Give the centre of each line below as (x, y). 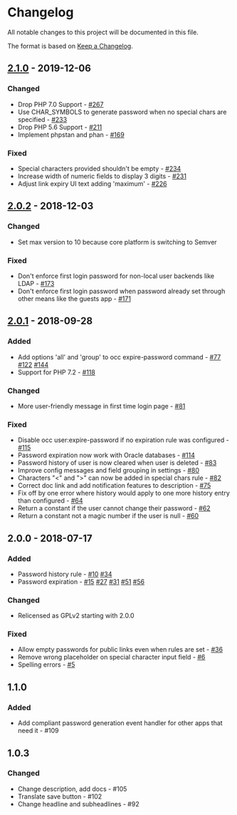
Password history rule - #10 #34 (65, 574)
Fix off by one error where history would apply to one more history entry (123, 493)
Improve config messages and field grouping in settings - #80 (109, 471)
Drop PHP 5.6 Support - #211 (60, 127)
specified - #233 (42, 119)
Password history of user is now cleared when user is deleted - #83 (117, 463)
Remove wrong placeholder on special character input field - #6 (111, 657)
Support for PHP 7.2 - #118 (57, 372)
